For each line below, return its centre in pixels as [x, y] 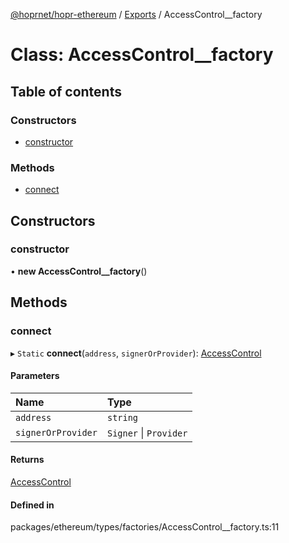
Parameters [35, 376]
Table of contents [66, 91]
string [122, 417]
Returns [27, 460]
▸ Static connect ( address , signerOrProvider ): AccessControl [136, 353]
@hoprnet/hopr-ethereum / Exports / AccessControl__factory [136, 14]
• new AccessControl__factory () [79, 271]
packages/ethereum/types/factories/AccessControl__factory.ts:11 [145, 527]
